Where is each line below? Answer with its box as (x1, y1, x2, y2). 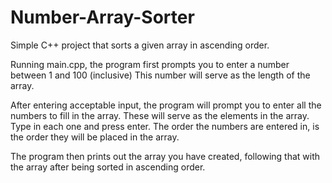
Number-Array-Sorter (10, 6, 195, 29)
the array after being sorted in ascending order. (10, 161, 206, 173)
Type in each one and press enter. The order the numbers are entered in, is (10, 120, 320, 132)
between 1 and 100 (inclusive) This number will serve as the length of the (10, 69, 311, 81)
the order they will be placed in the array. (10, 131, 180, 143)
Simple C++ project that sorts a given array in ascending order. (10, 39, 270, 51)
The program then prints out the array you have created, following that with (10, 150, 321, 162)
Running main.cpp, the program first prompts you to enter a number (10, 58, 290, 70)
